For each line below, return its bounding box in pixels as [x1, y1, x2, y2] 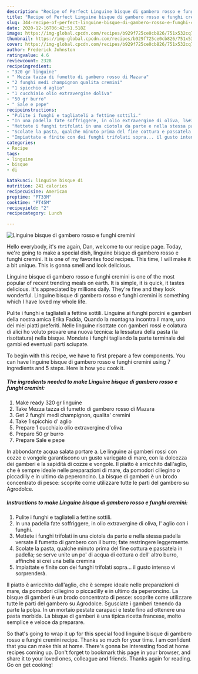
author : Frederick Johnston [6, 47, 76, 53]
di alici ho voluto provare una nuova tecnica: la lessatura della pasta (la [6, 328, 178, 336]
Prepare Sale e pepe [15, 437, 65, 444]
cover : [6, 42, 23, 48]
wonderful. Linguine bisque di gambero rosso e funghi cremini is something [6, 292, 190, 299]
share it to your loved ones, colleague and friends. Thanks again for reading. [6, 655, 192, 662]
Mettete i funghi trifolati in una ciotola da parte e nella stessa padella [15, 532, 181, 539]
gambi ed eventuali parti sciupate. [6, 341, 89, 348]
